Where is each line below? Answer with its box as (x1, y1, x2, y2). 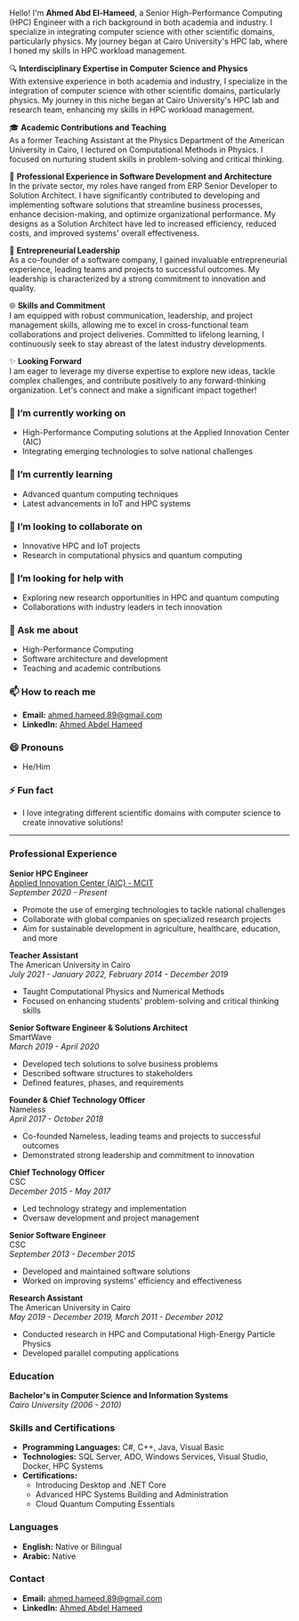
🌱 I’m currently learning (9, 468, 113, 481)
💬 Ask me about (9, 624, 78, 636)
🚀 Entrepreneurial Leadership (9, 245, 120, 255)
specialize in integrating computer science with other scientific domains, (9, 27, 275, 36)
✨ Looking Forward (9, 356, 82, 366)
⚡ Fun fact (9, 784, 54, 796)
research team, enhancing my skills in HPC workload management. (9, 104, 255, 115)
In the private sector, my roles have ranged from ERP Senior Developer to (9, 181, 278, 190)
